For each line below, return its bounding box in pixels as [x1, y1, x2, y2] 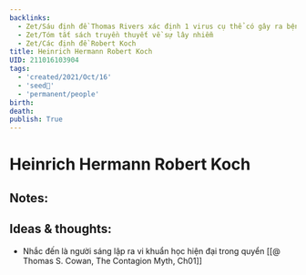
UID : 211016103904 [9, 56, 79, 65]
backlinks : [9, 13, 51, 23]
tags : [9, 65, 30, 74]
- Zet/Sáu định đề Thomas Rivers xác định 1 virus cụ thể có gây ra [17, 22, 283, 31]
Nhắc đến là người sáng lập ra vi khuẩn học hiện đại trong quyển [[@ [22, 245, 280, 256]
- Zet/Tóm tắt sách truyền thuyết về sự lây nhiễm [17, 30, 214, 39]
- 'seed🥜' [17, 81, 55, 90]
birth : [9, 97, 35, 107]
